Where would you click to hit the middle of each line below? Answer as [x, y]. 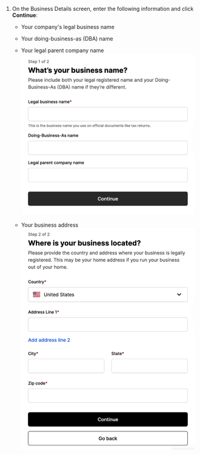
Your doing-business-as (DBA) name [67, 38]
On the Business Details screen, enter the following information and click [103, 9]
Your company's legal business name [68, 27]
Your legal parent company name [62, 50]
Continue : [25, 15]
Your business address [50, 225]
